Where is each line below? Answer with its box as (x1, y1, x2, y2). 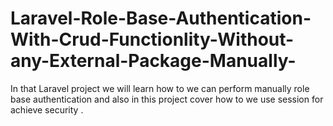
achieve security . (10, 103, 84, 116)
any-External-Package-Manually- (10, 50, 297, 72)
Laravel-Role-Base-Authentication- (10, 7, 312, 30)
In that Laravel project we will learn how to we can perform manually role (10, 82, 310, 94)
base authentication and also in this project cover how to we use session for (10, 93, 324, 105)
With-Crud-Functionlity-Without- (10, 28, 295, 51)
